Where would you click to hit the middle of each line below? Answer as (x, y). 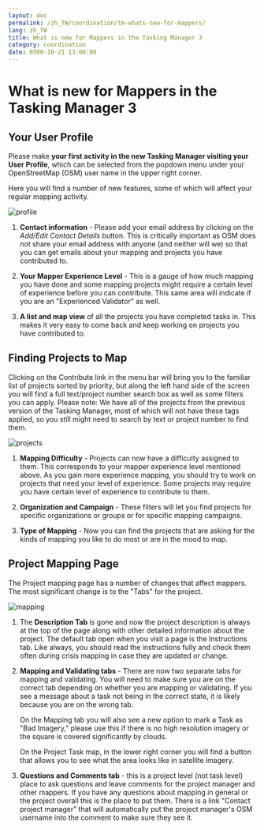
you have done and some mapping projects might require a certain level (136, 284)
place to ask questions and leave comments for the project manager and (137, 783)
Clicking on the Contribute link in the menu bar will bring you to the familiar (130, 377)
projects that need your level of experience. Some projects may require (135, 483)
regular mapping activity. (48, 197)
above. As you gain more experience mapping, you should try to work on (138, 475)
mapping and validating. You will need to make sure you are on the (128, 679)
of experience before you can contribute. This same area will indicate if (135, 293)
